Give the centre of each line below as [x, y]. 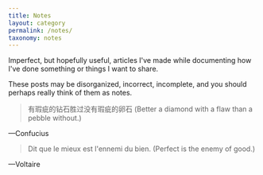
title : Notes [30, 16]
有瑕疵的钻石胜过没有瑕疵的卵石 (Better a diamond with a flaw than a [140, 109]
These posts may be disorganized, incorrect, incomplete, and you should [128, 84]
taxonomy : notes [35, 38]
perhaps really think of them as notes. [70, 93]
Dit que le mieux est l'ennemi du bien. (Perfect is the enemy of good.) [141, 149]
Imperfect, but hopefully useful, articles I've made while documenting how [130, 60]
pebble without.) [54, 118]
